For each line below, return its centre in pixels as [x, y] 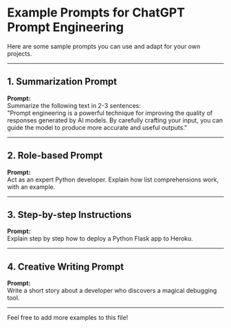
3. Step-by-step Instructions [69, 215]
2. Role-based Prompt [55, 156]
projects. [20, 54]
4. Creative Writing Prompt [66, 266]
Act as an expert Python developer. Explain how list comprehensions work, [113, 179]
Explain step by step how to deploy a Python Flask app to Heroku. [100, 239]
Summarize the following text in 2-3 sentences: [74, 105]
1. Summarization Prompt [62, 81]
